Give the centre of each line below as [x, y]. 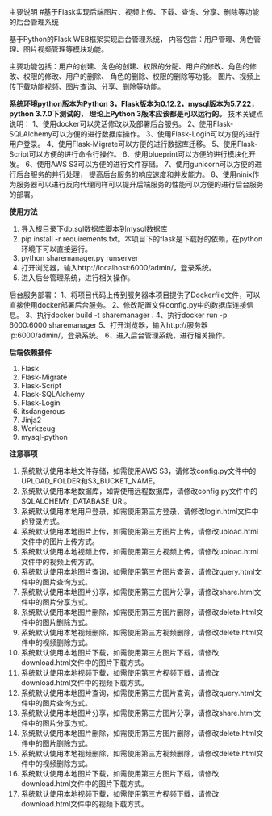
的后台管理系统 [34, 22]
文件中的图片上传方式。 [60, 542]
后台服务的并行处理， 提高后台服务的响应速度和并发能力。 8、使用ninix [134, 174]
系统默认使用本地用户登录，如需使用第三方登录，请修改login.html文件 [136, 511]
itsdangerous [43, 411]
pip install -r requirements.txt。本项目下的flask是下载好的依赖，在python [142, 239]
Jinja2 [31, 420]
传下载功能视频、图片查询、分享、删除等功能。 [87, 86]
